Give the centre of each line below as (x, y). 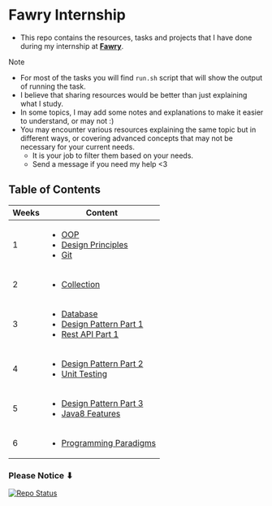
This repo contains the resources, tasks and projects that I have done (136, 37)
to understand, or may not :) (67, 120)
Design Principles (95, 244)
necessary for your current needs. (78, 146)
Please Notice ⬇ (41, 475)
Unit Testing (84, 373)
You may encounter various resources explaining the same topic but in (138, 129)
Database (80, 313)
